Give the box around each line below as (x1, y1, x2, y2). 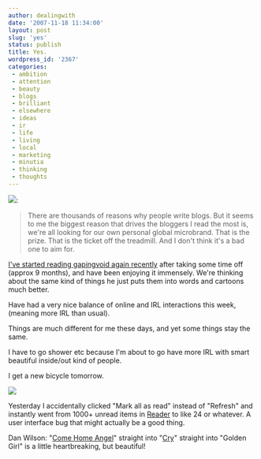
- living (11, 136, 41, 144)
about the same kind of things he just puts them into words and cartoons (8, 276, 244, 285)
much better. (8, 285, 50, 294)
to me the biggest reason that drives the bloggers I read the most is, (27, 218, 248, 229)
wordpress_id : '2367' (8, 56, 80, 64)
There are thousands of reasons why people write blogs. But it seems (27, 211, 254, 220)
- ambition (11, 70, 47, 78)
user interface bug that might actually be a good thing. (8, 417, 185, 427)
